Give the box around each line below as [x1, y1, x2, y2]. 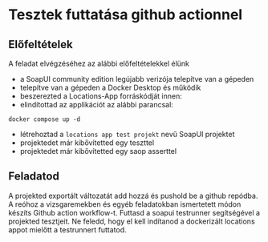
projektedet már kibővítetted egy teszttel [19, 138, 155, 147]
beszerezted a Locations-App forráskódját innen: [19, 91, 182, 101]
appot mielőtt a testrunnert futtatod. [8, 224, 127, 234]
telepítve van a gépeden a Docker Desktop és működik [19, 83, 201, 92]
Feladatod [8, 170, 60, 184]
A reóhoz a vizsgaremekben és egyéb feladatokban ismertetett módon [8, 199, 242, 209]
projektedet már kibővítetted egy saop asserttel [19, 147, 177, 155]
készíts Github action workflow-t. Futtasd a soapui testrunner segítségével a [8, 208, 261, 217]
